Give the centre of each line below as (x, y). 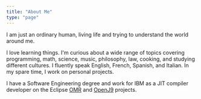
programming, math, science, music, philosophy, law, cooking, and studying (101, 59)
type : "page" (23, 17)
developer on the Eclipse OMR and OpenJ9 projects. (72, 89)
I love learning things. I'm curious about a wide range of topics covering (96, 52)
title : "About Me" (29, 12)
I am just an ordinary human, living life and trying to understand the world (97, 34)
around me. (21, 41)
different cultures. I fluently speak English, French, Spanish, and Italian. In (97, 65)
